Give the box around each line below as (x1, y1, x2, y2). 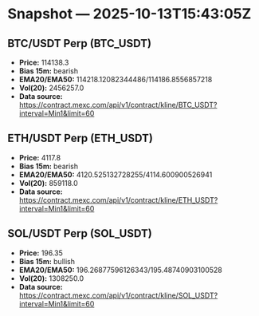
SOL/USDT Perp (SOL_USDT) (7, 227, 152, 240)
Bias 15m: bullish (18, 256, 75, 266)
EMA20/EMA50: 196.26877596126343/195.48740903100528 (18, 265, 222, 275)
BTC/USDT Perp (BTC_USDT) (7, 37, 152, 50)
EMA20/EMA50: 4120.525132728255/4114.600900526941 (18, 169, 213, 180)
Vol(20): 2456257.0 (18, 83, 84, 93)
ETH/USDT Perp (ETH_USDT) (7, 132, 153, 145)
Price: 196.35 (18, 248, 63, 258)
